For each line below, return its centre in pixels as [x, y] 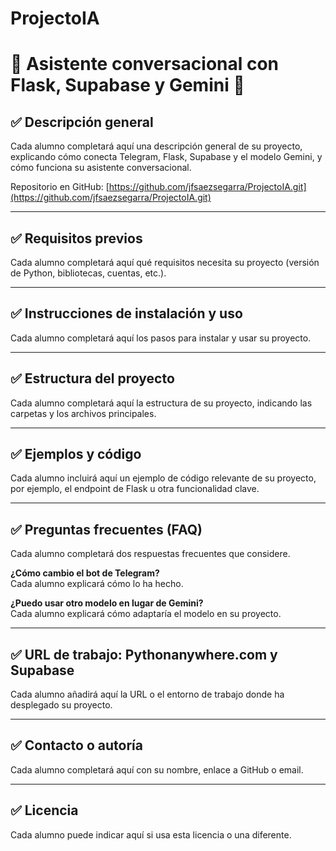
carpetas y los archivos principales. [83, 413]
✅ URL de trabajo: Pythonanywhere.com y [144, 654]
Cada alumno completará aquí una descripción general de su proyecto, [156, 146]
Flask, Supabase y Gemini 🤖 [127, 85]
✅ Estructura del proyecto [92, 378]
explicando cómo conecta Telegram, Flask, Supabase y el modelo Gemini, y [166, 157]
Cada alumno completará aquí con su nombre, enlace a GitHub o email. [157, 769]
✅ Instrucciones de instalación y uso [126, 313]
